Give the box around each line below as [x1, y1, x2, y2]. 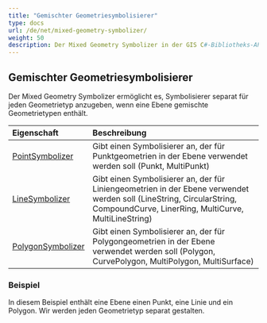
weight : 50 [8, 33, 44, 42]
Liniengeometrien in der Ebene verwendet [92, 183, 250, 194]
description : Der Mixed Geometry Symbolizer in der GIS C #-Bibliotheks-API [8, 41, 265, 49]
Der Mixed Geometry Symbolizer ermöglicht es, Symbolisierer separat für [8, 91, 249, 101]
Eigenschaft [12, 127, 59, 138]
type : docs [8, 19, 44, 27]
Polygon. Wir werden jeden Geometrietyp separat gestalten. [8, 306, 205, 316]
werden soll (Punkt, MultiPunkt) [92, 160, 210, 171]
